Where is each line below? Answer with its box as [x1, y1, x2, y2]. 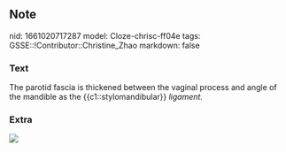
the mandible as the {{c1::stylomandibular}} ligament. [9, 92, 204, 103]
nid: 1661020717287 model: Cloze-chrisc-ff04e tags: [9, 30, 201, 41]
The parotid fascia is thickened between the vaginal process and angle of [9, 82, 277, 93]
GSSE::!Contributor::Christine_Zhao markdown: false [9, 40, 201, 50]
